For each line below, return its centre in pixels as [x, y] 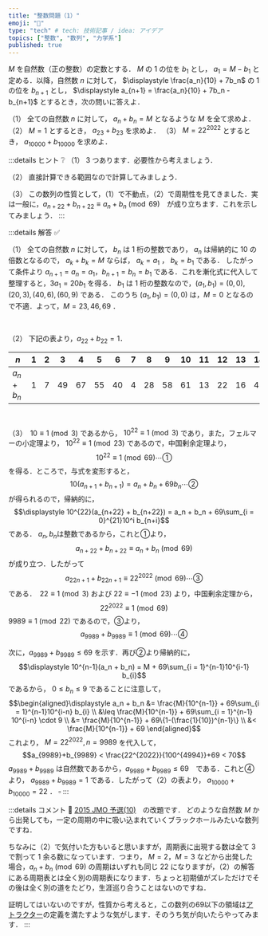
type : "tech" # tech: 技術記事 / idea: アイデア [86, 30]
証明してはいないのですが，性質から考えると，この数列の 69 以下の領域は [127, 905]
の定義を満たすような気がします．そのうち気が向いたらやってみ [148, 914]
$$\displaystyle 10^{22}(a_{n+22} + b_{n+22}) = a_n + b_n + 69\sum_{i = [134, 512]
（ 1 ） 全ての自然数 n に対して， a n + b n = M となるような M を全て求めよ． [132, 119]
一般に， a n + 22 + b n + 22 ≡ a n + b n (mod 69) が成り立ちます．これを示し [136, 205]
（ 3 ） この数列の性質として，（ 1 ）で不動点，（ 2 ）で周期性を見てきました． [130, 194]
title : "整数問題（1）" [44, 16]
